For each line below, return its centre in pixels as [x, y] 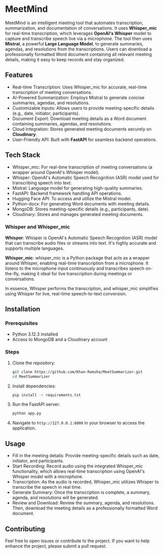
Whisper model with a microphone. [48, 477]
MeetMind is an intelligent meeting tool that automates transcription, [74, 23]
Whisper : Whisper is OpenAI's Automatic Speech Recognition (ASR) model [81, 238]
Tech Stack [23, 155]
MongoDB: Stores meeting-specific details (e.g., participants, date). [81, 209]
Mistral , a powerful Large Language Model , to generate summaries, [74, 43]
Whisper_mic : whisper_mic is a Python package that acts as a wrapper [78, 257]
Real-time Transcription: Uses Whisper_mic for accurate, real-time [80, 87]
